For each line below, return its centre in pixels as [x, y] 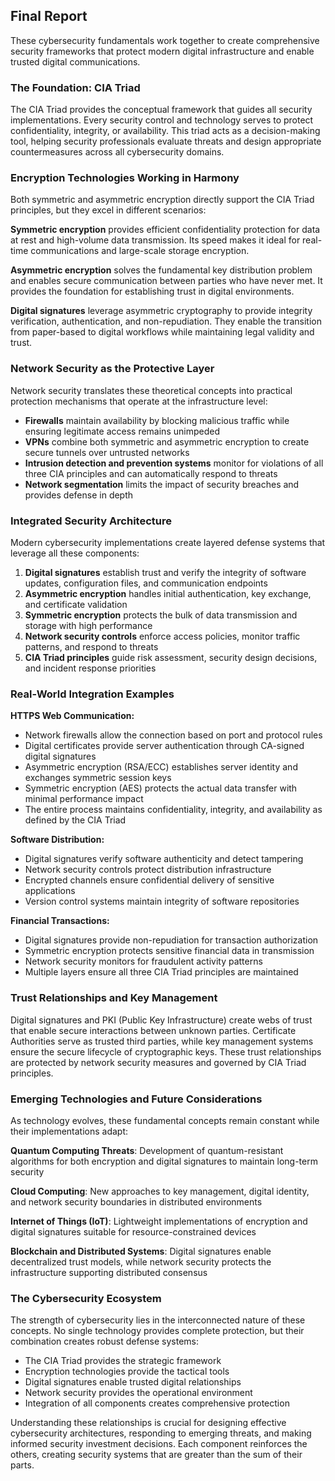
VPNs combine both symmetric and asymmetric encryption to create [167, 441]
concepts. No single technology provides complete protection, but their [157, 1331]
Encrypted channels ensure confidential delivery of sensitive [149, 880]
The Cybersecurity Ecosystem [86, 1298]
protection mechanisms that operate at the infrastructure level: [139, 401]
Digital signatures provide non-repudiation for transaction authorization [171, 940]
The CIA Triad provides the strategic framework [123, 1361]
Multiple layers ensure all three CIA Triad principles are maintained [161, 972]
